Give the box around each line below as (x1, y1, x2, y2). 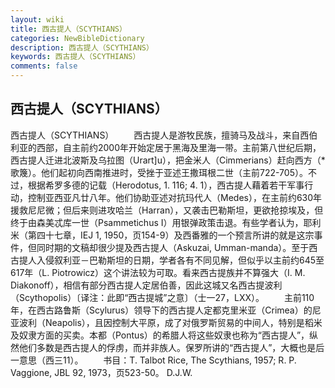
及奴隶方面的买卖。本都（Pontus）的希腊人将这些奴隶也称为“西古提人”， (10, 329, 310, 341)
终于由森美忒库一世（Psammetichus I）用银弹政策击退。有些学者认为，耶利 (10, 216, 322, 228)
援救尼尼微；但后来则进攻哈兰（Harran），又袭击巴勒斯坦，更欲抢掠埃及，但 (10, 204, 324, 216)
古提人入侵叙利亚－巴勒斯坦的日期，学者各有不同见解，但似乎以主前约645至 (10, 254, 325, 266)
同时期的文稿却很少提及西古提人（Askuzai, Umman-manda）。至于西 (36, 241, 318, 253)
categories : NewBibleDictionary (10, 33, 145, 43)
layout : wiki (10, 14, 65, 25)
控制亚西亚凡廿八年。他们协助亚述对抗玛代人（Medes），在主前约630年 (27, 191, 323, 203)
